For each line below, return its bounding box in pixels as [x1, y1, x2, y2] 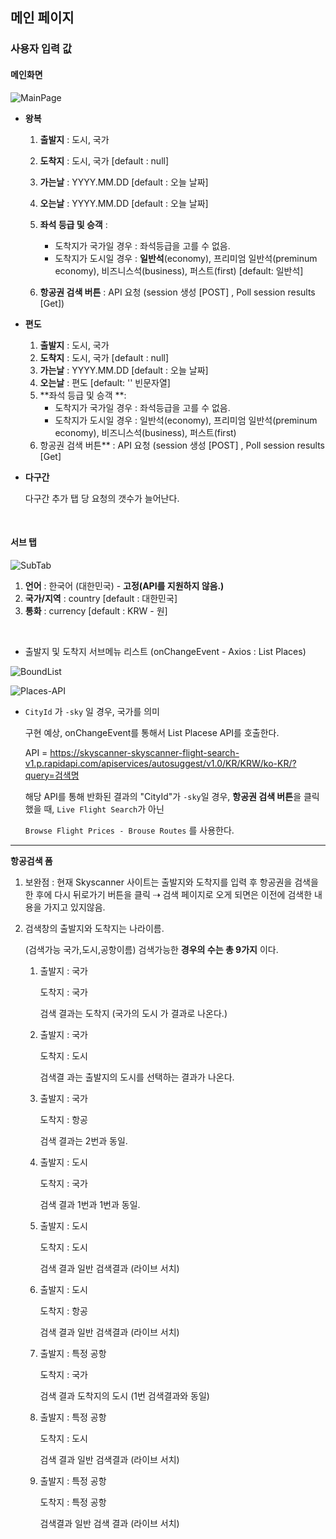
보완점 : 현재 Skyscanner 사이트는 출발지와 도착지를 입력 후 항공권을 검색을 [24, 876, 319, 888]
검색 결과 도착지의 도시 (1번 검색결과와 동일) [39, 1389, 210, 1402]
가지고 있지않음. [43, 901, 106, 913]
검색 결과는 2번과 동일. [39, 1134, 128, 1147]
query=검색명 [24, 769, 80, 781]
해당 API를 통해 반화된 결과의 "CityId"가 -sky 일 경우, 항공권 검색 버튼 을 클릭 [24, 790, 320, 802]
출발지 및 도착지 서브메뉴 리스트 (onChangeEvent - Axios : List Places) [24, 645, 307, 657]
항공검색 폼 [10, 854, 53, 867]
